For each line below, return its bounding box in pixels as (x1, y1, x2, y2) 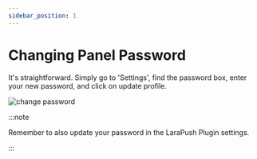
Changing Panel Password (8, 46, 186, 64)
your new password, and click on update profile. (8, 81, 168, 90)
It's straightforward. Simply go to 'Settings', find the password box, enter (8, 73, 247, 82)
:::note (8, 112, 30, 121)
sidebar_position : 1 (8, 11, 77, 20)
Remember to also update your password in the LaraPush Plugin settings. (8, 127, 250, 137)
